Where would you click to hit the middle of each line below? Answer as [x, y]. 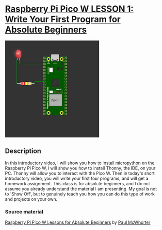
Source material [24, 211]
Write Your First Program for [63, 19]
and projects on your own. [31, 199]
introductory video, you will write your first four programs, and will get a [77, 178]
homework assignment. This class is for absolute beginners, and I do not [78, 183]
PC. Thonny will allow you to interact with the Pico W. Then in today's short [80, 173]
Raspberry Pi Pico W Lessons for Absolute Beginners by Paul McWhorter [78, 222]
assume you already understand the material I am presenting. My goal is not [81, 189]
